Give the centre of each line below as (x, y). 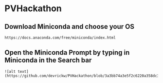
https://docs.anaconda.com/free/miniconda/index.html (60, 38)
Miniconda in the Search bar (48, 60)
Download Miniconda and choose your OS (70, 27)
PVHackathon (33, 9)
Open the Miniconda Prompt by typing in (67, 52)
